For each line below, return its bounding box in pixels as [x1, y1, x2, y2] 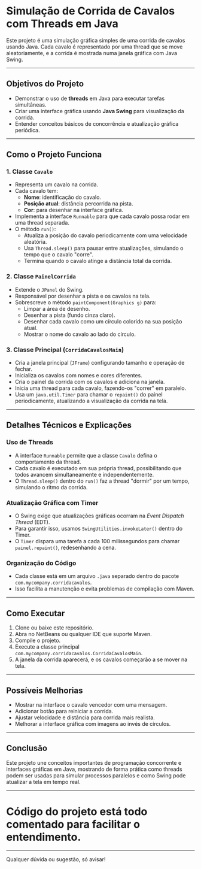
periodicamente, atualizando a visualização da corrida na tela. [14, 397, 168, 405]
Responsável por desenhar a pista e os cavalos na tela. [14, 292, 151, 299]
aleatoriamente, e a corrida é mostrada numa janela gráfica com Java [6, 49, 178, 56]
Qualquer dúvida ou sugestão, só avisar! [6, 855, 106, 863]
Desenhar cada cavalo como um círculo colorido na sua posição [23, 317, 182, 325]
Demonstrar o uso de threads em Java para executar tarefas [14, 95, 165, 102]
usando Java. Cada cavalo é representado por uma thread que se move [6, 43, 183, 50]
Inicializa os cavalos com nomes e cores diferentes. [14, 372, 142, 379]
